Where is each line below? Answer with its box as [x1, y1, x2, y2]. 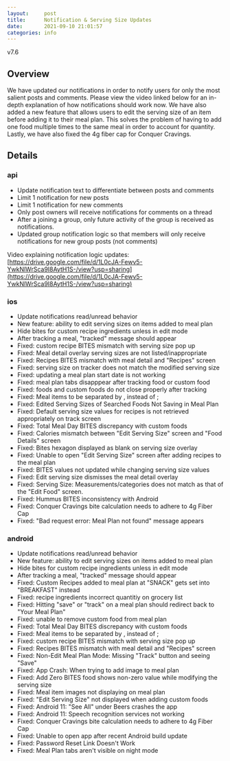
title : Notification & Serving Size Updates [7, 16, 152, 23]
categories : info [7, 29, 57, 36]
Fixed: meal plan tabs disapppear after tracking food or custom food [16, 378, 211, 387]
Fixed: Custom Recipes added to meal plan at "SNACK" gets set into [16, 578, 210, 587]
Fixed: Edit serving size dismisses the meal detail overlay [16, 473, 179, 481]
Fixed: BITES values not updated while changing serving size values [16, 466, 210, 474]
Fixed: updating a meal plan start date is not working [16, 371, 166, 379]
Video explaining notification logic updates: [7, 250, 130, 258]
